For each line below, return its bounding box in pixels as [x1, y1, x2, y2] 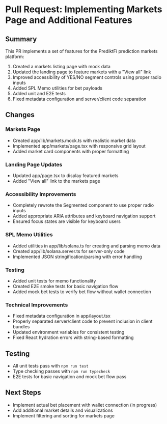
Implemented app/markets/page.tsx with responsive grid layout [12, 143, 146, 149]
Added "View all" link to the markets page [12, 178, 100, 184]
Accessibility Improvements [5, 190, 76, 197]
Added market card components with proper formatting [12, 148, 129, 154]
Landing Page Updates [5, 161, 63, 168]
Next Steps [5, 388, 41, 397]
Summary [5, 35, 37, 43]
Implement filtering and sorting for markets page [12, 412, 115, 418]
